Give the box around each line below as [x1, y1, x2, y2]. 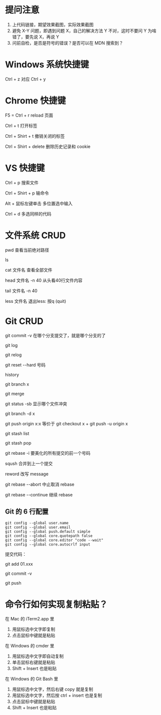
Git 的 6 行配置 [5, 508, 49, 516]
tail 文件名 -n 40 [5, 288, 38, 294]
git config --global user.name [5, 520, 69, 526]
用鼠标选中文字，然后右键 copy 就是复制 [12, 687, 94, 692]
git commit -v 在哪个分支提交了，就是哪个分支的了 [5, 332, 106, 338]
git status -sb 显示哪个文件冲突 [5, 400, 67, 407]
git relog [5, 351, 22, 358]
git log [5, 342, 18, 348]
